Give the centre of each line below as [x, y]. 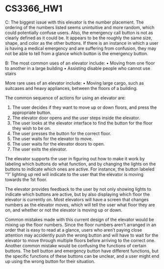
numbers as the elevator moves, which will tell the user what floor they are [80, 205]
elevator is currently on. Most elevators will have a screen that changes [77, 199]
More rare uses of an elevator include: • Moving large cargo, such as [75, 83]
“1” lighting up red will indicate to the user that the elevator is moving [74, 174]
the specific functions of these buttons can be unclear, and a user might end [82, 256]
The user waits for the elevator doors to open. [59, 144]
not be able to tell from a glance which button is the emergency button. [77, 53]
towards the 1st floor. [26, 179]
